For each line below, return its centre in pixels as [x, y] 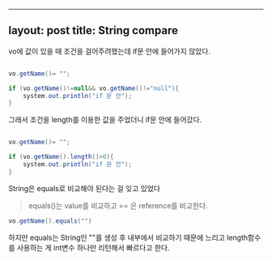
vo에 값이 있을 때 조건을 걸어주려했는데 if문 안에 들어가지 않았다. [109, 51]
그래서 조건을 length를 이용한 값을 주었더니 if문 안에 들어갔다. [105, 120]
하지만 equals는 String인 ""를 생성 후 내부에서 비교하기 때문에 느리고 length [128, 237]
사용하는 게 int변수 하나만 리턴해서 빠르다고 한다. [93, 247]
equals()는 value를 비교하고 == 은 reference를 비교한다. [118, 205]
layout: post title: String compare [93, 30]
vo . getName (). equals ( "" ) [50, 221]
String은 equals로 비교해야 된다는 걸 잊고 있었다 [84, 188]
